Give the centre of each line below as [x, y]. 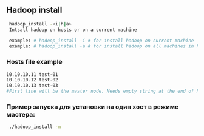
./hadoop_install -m [35, 127]
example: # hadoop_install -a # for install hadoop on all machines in [101, 46]
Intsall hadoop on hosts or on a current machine [73, 30]
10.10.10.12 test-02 [32, 80]
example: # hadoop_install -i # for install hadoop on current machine [101, 41]
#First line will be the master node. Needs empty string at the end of [100, 91]
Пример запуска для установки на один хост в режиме [93, 107]
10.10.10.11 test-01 [32, 74]
